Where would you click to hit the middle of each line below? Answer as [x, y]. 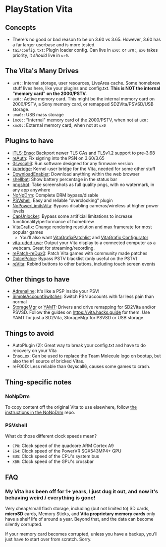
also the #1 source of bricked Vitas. [48, 361]
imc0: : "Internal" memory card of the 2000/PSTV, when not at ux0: [80, 120]
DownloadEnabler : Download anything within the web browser [76, 174]
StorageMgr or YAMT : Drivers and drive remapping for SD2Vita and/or [84, 307]
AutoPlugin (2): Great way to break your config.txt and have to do [79, 345]
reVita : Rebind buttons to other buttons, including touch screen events [84, 264]
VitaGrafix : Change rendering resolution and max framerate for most [82, 227]
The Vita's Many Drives [42, 71]
